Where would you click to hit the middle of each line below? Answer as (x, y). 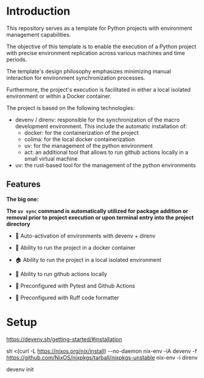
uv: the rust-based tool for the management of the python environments (105, 165)
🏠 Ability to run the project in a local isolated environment (88, 260)
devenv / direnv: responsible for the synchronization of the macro (97, 120)
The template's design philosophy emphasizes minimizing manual (89, 71)
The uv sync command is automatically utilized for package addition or (97, 211)
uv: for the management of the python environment (89, 145)
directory (18, 224)
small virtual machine (51, 158)
